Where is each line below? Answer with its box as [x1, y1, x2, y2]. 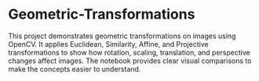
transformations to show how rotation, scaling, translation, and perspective [8, 48, 251, 57]
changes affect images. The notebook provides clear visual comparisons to [8, 56, 252, 65]
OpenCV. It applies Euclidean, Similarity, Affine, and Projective [8, 39, 210, 48]
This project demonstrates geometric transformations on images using [8, 31, 236, 40]
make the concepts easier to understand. [8, 64, 141, 73]
